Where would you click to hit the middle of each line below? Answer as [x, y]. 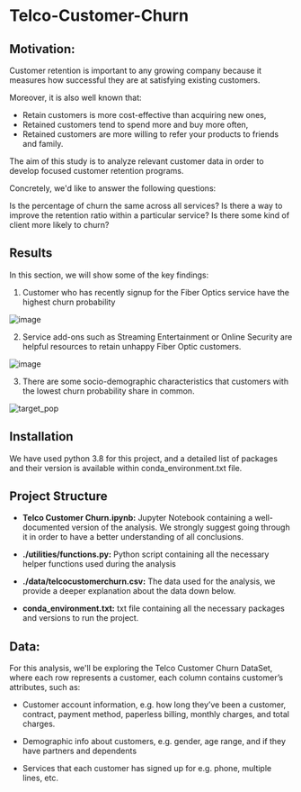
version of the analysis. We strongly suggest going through [181, 527]
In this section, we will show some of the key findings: [109, 275]
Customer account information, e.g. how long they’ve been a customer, [154, 705]
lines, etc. [40, 778]
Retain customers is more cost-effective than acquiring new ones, [144, 115]
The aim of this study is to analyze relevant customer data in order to [137, 161]
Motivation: [42, 49]
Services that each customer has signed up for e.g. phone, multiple [147, 769]
